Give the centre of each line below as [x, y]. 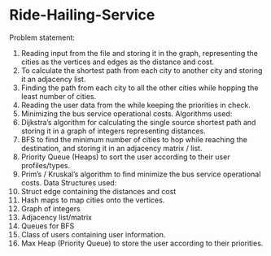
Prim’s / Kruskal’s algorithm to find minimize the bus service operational [141, 174]
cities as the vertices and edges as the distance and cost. [118, 62]
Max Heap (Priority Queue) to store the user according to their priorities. [142, 243]
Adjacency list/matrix [57, 217]
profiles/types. [46, 165]
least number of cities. [59, 96]
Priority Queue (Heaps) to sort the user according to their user [125, 157]
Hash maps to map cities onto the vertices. [93, 200]
